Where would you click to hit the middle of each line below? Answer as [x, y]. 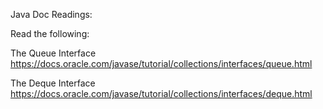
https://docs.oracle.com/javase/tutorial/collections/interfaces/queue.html [161, 63]
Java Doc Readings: [51, 14]
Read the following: [50, 33]
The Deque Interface [53, 83]
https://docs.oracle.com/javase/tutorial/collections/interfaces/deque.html [161, 93]
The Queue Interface [53, 53]
